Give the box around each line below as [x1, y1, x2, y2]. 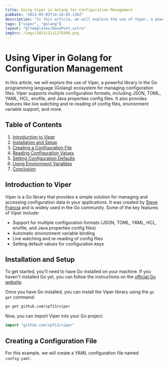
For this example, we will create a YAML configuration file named [5, 349, 139, 356]
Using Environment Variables [12, 160, 72, 166]
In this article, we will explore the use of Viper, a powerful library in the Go [5, 79, 157, 85]
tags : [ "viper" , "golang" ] [5, 21, 61, 27]
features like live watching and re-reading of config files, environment [5, 101, 149, 107]
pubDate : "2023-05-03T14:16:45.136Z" [5, 12, 84, 17]
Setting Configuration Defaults [12, 155, 75, 161]
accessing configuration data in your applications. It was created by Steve [5, 199, 158, 205]
